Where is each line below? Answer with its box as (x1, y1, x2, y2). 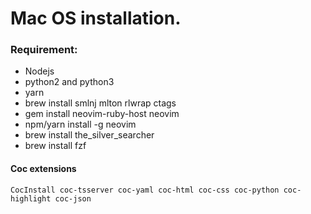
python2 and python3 (24, 76, 115, 88)
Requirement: (10, 43, 78, 57)
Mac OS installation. (10, 7, 182, 30)
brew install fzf (24, 140, 87, 152)
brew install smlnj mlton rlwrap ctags (24, 97, 177, 109)
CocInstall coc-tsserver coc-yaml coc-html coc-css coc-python (10, 185, 280, 195)
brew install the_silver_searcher (24, 129, 155, 141)
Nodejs (24, 65, 55, 77)
